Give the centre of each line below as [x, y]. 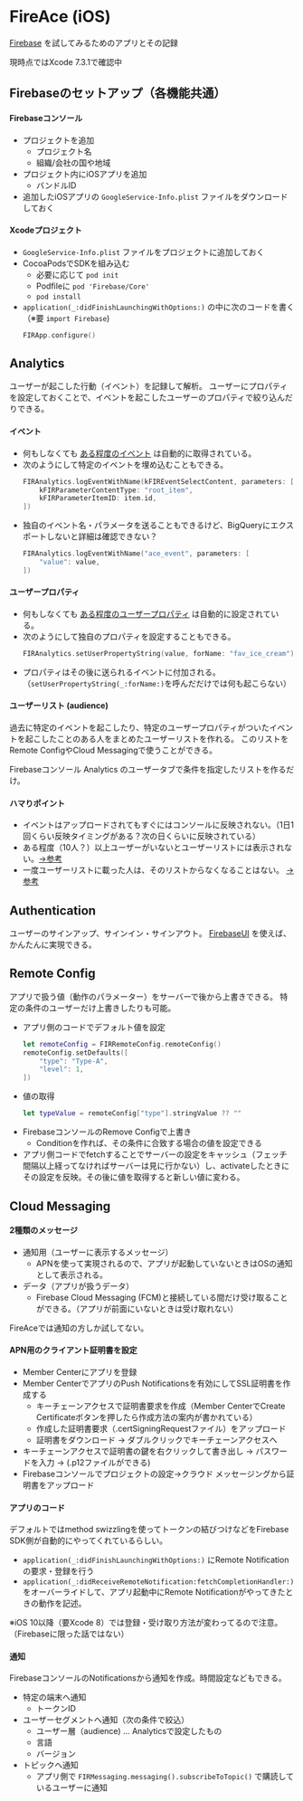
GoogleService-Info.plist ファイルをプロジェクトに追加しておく [143, 251]
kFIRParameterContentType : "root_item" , [116, 490]
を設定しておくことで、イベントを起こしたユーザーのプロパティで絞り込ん [147, 398]
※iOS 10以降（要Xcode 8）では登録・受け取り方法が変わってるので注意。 [146, 1623]
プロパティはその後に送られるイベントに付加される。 [121, 672]
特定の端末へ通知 [54, 1697]
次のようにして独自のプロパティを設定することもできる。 [129, 636]
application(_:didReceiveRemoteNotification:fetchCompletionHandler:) [158, 1582]
